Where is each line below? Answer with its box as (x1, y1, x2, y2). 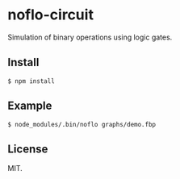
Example (7, 99, 52, 113)
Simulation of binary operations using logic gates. (7, 32, 173, 42)
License (7, 142, 48, 156)
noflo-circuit (7, 6, 94, 24)
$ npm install (7, 77, 56, 85)
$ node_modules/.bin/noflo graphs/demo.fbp (7, 120, 157, 128)
